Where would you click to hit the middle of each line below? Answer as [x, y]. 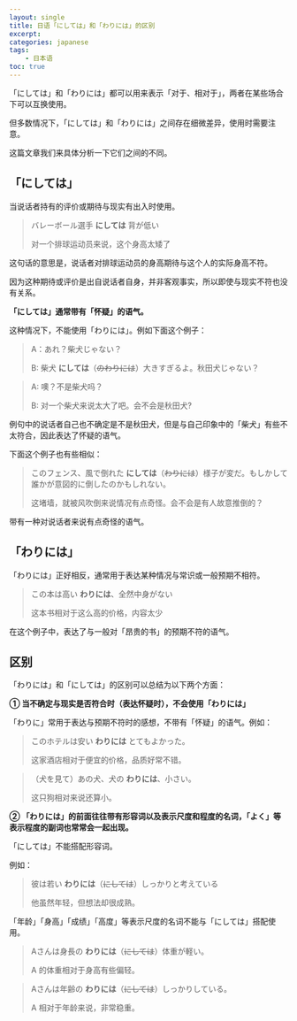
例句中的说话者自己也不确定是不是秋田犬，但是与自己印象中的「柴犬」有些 [145, 424]
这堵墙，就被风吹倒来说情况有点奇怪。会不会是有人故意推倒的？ [147, 503]
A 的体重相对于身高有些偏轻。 [85, 971]
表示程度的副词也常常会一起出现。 [71, 827]
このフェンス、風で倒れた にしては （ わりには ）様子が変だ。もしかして [159, 472]
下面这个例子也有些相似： [56, 454]
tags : [19, 50]
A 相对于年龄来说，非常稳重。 [85, 1008]
